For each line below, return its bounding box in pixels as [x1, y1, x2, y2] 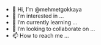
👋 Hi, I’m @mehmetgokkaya [12, 6, 82, 13]
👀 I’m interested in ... [12, 12, 64, 19]
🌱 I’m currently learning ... [12, 19, 78, 26]
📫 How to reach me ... [12, 32, 69, 39]
